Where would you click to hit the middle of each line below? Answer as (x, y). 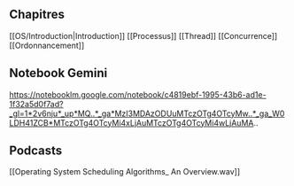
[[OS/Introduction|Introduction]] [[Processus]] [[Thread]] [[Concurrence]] (143, 35)
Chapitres (37, 15)
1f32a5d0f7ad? (36, 104)
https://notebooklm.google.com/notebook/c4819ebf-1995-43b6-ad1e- (138, 94)
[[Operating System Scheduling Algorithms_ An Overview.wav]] (125, 172)
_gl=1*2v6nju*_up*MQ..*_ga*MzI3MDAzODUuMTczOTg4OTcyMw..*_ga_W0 (147, 113)
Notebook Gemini (58, 73)
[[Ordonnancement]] (47, 45)
